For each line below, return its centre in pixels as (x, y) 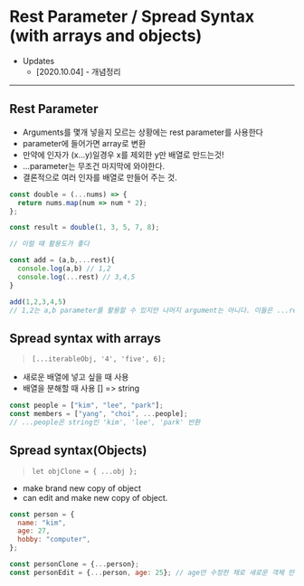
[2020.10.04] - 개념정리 (78, 71)
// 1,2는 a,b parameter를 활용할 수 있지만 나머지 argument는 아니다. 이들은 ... (149, 310)
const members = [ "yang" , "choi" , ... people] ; (99, 414)
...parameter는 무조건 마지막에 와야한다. (94, 165)
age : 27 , (34, 531)
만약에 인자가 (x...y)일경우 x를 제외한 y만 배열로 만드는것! (123, 155)
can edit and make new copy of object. (95, 497)
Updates (38, 61)
